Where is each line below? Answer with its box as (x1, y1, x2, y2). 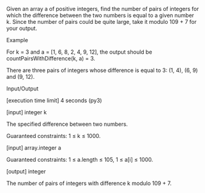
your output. (6, 24, 38, 32)
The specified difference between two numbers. (6, 120, 129, 128)
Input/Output (6, 85, 39, 92)
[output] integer (6, 168, 46, 175)
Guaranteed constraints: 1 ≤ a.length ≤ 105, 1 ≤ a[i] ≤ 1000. (6, 156, 154, 163)
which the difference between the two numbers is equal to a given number (6, 12, 195, 19)
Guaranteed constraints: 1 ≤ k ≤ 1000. (6, 133, 101, 139)
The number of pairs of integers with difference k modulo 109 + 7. (6, 180, 172, 187)
